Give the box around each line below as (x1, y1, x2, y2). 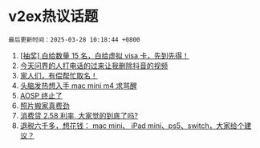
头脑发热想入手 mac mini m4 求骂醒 (19, 81, 138, 90)
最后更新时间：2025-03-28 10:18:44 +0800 (8, 35, 140, 44)
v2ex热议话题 (8, 7, 99, 26)
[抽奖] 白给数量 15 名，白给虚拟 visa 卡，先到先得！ (19, 50, 190, 60)
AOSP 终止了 (19, 90, 63, 100)
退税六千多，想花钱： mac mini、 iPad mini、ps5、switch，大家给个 (19, 121, 245, 130)
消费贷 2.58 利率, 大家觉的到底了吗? (19, 110, 139, 120)
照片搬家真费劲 (19, 101, 70, 110)
